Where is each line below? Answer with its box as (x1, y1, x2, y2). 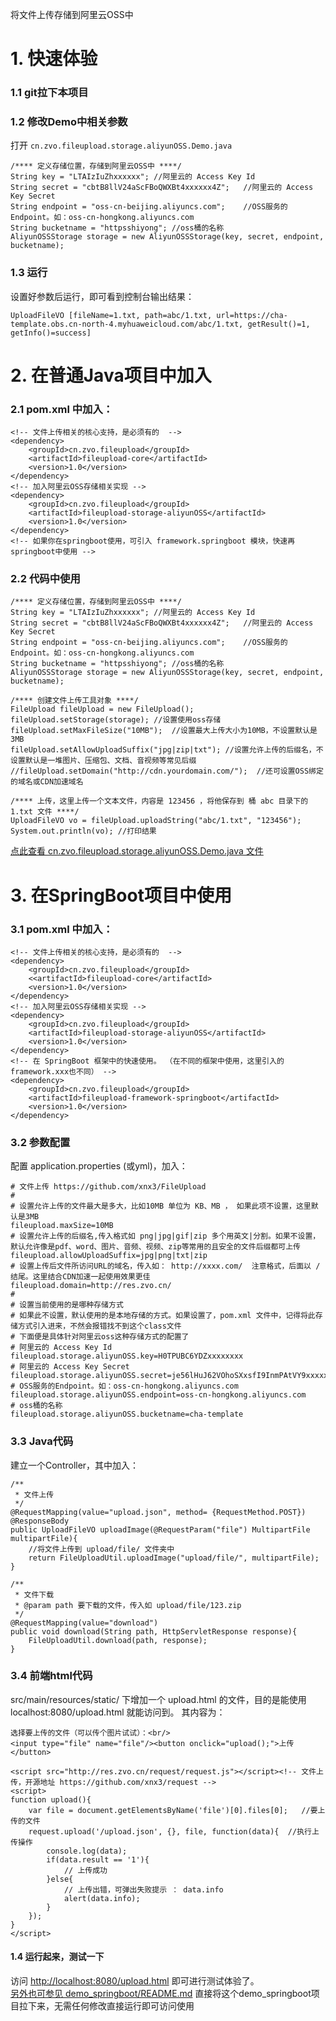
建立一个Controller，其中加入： (10, 1459, 140, 1471)
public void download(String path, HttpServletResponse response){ (10, 1626, 298, 1637)
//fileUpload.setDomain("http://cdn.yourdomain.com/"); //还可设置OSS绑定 (10, 766, 324, 777)
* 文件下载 (14, 1589, 55, 1600)
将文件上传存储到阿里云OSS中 (10, 9, 134, 20)
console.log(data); (46, 1846, 128, 1856)
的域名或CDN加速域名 (10, 777, 84, 787)
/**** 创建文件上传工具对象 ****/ (10, 696, 139, 706)
